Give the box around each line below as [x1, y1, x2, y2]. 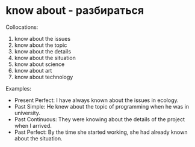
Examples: [5, 85, 31, 92]
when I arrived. [14, 122, 52, 129]
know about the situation [14, 54, 76, 61]
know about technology [14, 73, 73, 80]
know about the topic [14, 41, 67, 49]
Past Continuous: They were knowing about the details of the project [14, 115, 185, 123]
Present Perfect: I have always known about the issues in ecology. [14, 97, 179, 104]
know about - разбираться [5, 4, 144, 17]
